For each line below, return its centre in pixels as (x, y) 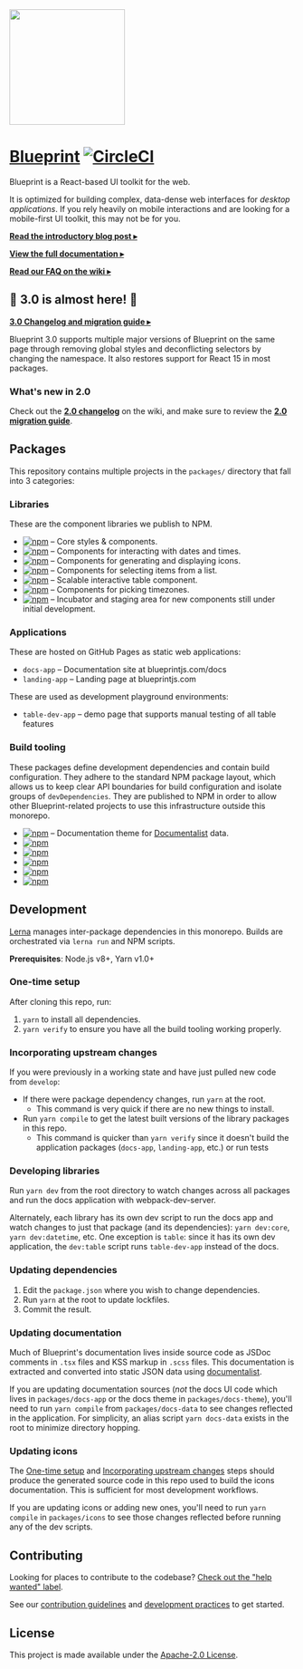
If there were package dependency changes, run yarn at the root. (144, 1099)
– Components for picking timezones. (120, 590)
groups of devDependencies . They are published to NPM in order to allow (143, 796)
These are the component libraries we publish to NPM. (111, 524)
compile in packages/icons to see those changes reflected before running (145, 1518)
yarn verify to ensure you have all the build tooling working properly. (152, 1028)
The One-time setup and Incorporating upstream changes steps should (142, 1471)
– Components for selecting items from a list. (134, 571)
